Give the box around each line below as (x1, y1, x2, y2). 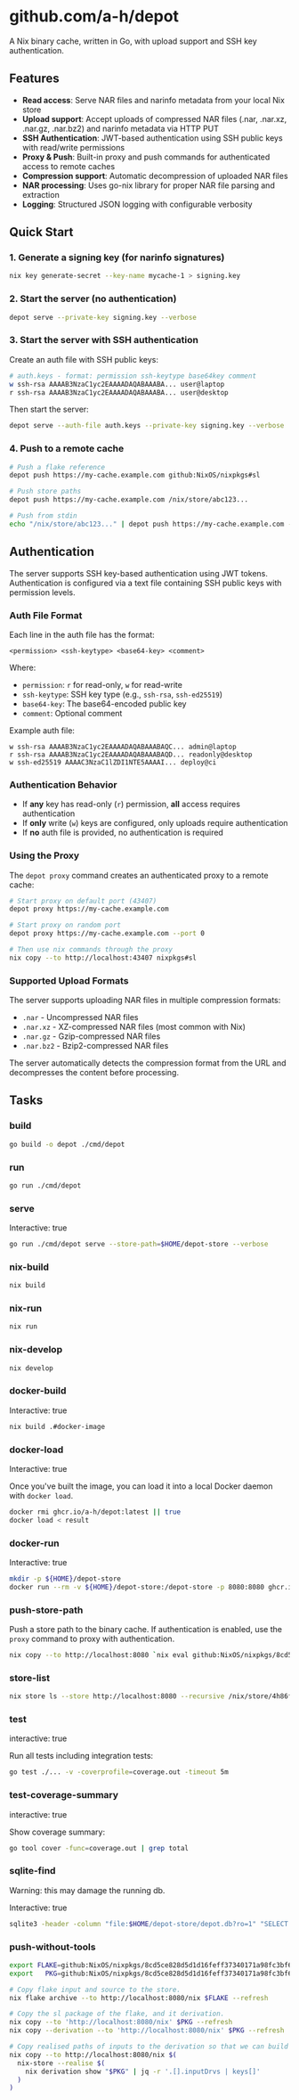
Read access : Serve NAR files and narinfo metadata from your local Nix (21, 94, 285, 105)
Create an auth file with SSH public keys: (9, 354, 158, 364)
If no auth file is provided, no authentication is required (21, 827, 224, 838)
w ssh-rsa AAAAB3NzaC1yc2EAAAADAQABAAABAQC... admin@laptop (9, 742, 238, 751)
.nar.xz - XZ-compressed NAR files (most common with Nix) (21, 1022, 246, 1033)
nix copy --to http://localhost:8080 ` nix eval (9, 1651, 190, 1660)
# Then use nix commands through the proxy (9, 945, 174, 954)
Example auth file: (9, 724, 76, 736)
